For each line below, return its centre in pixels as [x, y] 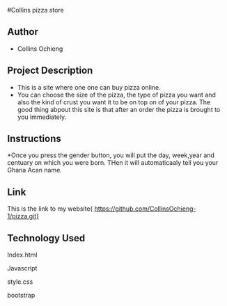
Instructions [34, 139]
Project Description [50, 71]
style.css [20, 282]
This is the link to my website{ [50, 209]
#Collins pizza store [36, 10]
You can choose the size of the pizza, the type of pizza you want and [116, 95]
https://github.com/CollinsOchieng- [145, 209]
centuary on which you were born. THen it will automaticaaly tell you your [113, 163]
